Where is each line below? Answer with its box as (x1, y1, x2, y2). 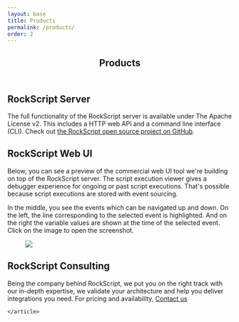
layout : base (7, 10, 46, 18)
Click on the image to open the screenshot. (7, 226, 134, 234)
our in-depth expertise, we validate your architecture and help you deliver (7, 286, 224, 295)
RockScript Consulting (7, 260, 111, 272)
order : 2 (7, 30, 34, 38)
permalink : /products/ (7, 24, 75, 31)
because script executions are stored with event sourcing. (7, 189, 178, 198)
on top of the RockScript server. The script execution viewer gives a (7, 174, 207, 183)
